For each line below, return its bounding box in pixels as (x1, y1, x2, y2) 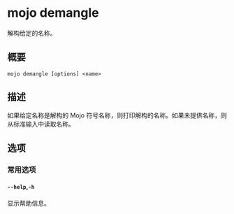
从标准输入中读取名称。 (7, 120, 75, 128)
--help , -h (7, 183, 35, 191)
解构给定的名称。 (7, 29, 57, 37)
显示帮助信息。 (7, 199, 50, 208)
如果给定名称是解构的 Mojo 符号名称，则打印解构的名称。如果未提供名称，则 (7, 110, 227, 120)
